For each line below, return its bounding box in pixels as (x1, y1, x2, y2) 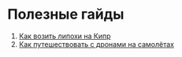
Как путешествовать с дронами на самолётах (18, 39, 175, 48)
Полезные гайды (7, 5, 124, 23)
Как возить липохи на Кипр (18, 31, 111, 41)
